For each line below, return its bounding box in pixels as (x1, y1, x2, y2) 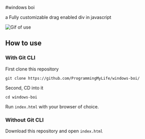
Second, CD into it (5, 84, 44, 91)
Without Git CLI (5, 116, 44, 123)
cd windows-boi (5, 95, 38, 100)
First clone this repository (5, 66, 59, 72)
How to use (5, 39, 42, 48)
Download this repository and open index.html (5, 128, 103, 134)
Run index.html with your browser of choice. (5, 103, 99, 109)
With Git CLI (5, 54, 36, 61)
